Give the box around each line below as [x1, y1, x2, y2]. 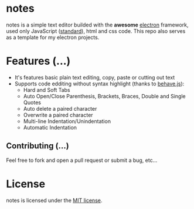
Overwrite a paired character [23, 111, 93, 118]
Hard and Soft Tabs [23, 86, 70, 93]
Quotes [23, 99, 41, 106]
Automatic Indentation [23, 124, 77, 131]
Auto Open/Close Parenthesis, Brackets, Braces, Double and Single [23, 92, 186, 99]
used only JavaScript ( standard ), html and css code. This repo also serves [6, 27, 186, 34]
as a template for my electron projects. [6, 34, 100, 41]
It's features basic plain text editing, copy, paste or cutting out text [14, 74, 175, 81]
